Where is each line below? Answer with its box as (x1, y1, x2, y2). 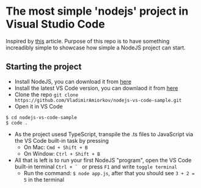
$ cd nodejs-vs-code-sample (5, 114, 78, 120)
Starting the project (5, 62, 82, 72)
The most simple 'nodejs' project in (5, 4, 189, 18)
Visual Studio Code (5, 17, 105, 31)
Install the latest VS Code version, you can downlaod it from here (14, 84, 178, 92)
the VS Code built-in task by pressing (14, 137, 109, 144)
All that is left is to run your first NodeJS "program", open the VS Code (14, 156, 192, 164)
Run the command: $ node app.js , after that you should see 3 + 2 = (23, 169, 195, 176)
